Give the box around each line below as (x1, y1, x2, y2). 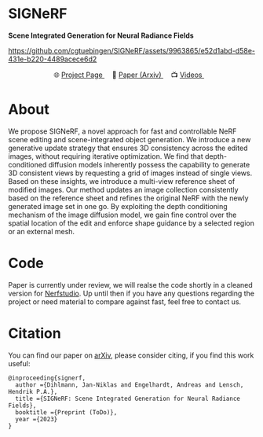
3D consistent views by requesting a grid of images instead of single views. (8, 168, 253, 178)
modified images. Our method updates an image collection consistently (8, 185, 239, 194)
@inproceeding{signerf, (8, 374, 86, 382)
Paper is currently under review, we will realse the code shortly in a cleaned (8, 280, 253, 289)
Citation (8, 325, 61, 342)
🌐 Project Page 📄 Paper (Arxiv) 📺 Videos (53, 70, 203, 79)
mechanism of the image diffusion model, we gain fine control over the (8, 210, 237, 219)
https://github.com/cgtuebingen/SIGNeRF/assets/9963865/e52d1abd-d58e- (8, 46, 255, 55)
